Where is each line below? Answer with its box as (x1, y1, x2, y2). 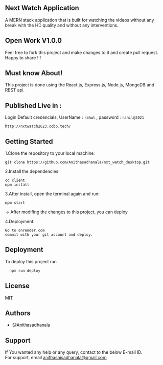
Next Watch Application (5, 4, 79, 12)
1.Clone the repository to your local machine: (5, 150, 95, 156)
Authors (5, 309, 31, 317)
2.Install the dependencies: (5, 168, 60, 174)
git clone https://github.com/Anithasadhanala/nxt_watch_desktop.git (5, 160, 150, 165)
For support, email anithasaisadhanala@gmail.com (5, 355, 107, 361)
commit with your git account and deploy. (5, 232, 93, 237)
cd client (5, 178, 25, 183)
